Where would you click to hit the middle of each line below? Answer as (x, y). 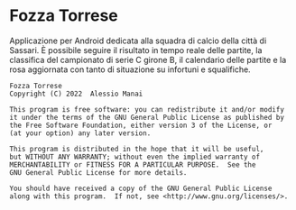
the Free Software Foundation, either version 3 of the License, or (141, 125)
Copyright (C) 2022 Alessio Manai (76, 94)
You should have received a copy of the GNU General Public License (141, 188)
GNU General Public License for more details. (98, 172)
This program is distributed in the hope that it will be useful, (137, 149)
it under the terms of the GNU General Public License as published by (147, 117)
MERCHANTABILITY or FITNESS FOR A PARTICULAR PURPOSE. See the (133, 164)
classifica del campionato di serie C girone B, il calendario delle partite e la (148, 59)
